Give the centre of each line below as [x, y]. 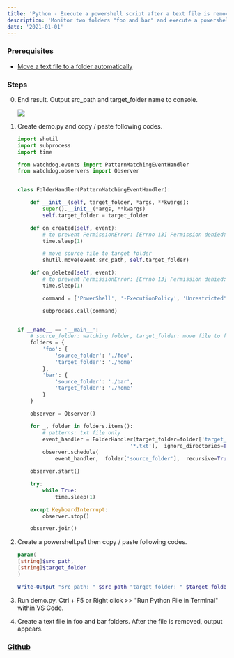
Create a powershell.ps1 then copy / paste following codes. [102, 542]
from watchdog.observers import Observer [78, 171]
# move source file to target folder [97, 254]
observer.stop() [66, 516]
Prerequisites [30, 51]
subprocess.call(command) [80, 311]
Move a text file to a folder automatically [75, 66]
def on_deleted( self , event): [74, 273]
